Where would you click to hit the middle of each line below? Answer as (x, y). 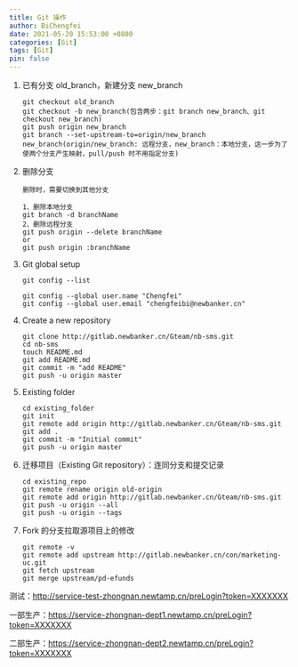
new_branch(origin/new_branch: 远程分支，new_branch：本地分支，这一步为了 (155, 144)
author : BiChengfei (45, 26)
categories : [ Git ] (43, 42)
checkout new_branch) (62, 119)
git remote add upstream (68, 555)
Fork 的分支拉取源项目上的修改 (78, 530)
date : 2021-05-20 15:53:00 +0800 (71, 34)
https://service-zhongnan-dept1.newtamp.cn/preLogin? (150, 615)
